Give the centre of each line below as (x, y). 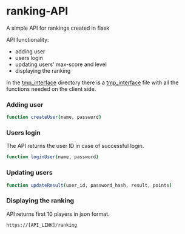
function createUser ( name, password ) (54, 117)
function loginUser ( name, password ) (52, 157)
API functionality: (28, 39)
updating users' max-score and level (61, 64)
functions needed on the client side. (51, 89)
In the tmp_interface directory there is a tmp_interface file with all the (92, 82)
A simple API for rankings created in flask (58, 28)
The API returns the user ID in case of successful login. (75, 146)
